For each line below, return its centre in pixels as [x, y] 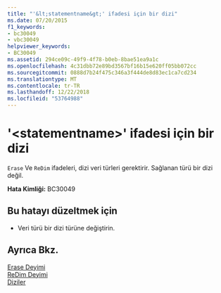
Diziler [17, 282]
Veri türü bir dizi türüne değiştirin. [66, 228]
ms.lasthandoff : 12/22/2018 [49, 92]
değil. [15, 175]
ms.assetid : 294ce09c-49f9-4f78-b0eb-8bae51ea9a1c [83, 60]
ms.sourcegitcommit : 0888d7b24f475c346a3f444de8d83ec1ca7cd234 [102, 72]
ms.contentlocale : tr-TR [44, 86]
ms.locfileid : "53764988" [45, 99]
